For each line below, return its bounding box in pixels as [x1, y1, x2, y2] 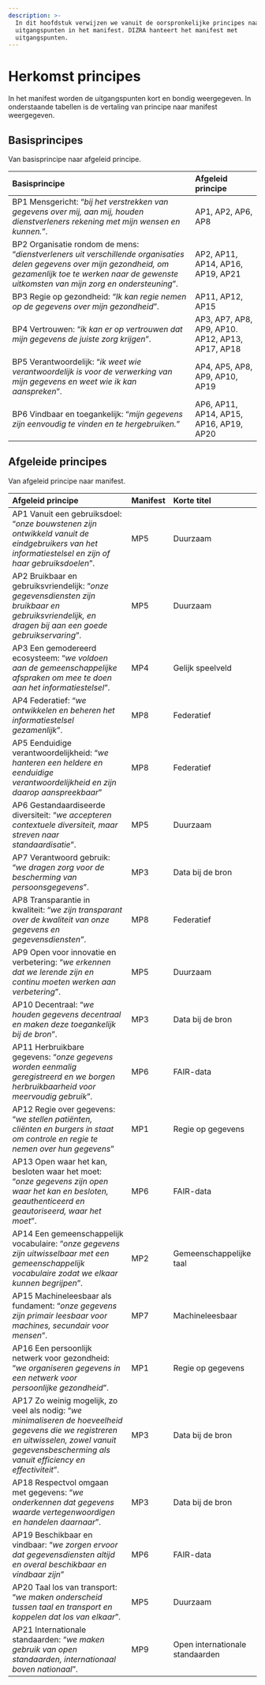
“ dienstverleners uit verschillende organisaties [12, 249, 185, 259]
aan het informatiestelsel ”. [12, 682, 110, 693]
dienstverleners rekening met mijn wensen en [12, 216, 181, 227]
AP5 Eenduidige [12, 737, 73, 748]
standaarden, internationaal [12, 1653, 117, 1664]
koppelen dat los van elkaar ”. [12, 1611, 121, 1622]
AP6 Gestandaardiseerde [12, 799, 106, 811]
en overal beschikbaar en [12, 1559, 107, 1570]
